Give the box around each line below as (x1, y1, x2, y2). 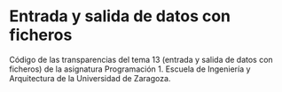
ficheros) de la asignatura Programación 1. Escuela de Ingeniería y (9, 64, 251, 74)
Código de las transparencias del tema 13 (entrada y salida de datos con (9, 54, 273, 65)
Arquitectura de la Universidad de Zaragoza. (9, 73, 171, 83)
